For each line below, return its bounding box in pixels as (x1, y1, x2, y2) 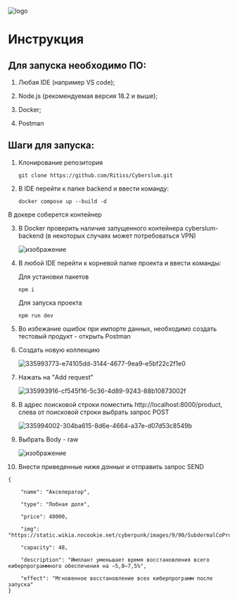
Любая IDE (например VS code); (18, 78, 115, 86)
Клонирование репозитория (18, 158, 103, 166)
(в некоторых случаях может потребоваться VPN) (45, 231, 196, 240)
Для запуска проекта (18, 298, 83, 307)
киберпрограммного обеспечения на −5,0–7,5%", (8, 562, 147, 569)
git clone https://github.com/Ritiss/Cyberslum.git (18, 171, 173, 179)
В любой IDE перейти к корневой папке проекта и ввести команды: (18, 258, 222, 267)
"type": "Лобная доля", (20, 501, 91, 508)
